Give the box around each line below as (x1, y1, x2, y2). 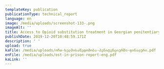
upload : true (5, 43, 32, 48)
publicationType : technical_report (5, 12, 78, 17)
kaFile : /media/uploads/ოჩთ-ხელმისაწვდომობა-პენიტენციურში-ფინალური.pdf (5, 48, 156, 52)
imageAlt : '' (5, 25, 32, 30)
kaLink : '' (5, 57, 27, 62)
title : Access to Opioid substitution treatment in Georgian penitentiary (5, 30, 161, 34)
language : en (5, 16, 32, 21)
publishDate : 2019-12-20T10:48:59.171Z (5, 34, 86, 39)
